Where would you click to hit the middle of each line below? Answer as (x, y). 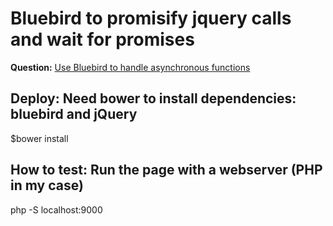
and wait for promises (102, 39)
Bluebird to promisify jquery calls (151, 18)
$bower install (39, 138)
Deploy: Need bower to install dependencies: (153, 98)
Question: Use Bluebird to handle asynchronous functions (130, 67)
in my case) (47, 185)
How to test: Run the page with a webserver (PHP (166, 170)
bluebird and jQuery (74, 114)
